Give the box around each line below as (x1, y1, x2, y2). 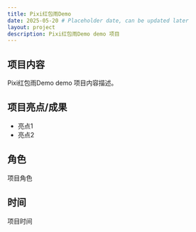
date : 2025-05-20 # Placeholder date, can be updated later (7, 17, 190, 24)
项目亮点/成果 (7, 101, 67, 114)
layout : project (7, 23, 55, 31)
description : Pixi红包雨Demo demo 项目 (7, 30, 120, 38)
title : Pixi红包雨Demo (7, 10, 72, 18)
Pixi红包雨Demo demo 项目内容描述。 (7, 79, 118, 88)
